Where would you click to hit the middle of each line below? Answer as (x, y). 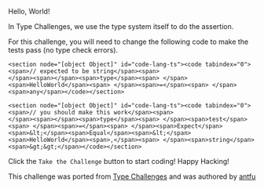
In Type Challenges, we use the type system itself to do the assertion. (121, 26)
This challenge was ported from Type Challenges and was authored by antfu (132, 176)
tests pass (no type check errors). (63, 50)
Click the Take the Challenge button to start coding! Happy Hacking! (119, 161)
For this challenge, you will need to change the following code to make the (128, 42)
